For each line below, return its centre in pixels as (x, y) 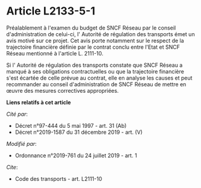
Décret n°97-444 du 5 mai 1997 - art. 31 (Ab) (71, 125)
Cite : (12, 167)
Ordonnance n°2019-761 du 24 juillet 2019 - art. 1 (76, 155)
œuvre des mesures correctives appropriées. (62, 90)
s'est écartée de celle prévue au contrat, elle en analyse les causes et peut (99, 78)
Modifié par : (22, 143)
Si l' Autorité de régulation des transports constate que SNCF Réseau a (94, 65)
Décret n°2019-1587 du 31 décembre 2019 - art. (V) (79, 132)
